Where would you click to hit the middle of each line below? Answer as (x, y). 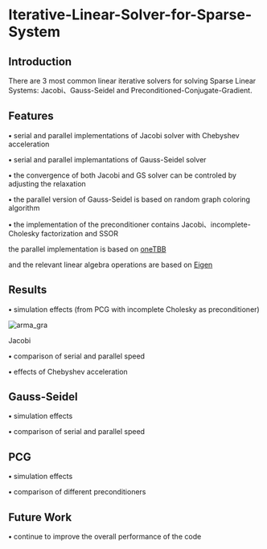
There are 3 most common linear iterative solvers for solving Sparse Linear (132, 81)
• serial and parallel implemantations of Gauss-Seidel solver (107, 159)
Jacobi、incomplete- (216, 224)
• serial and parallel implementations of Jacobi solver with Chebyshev (124, 135)
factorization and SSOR (80, 233)
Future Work (40, 517)
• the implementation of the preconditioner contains (94, 224)
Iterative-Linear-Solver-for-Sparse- (130, 15)
